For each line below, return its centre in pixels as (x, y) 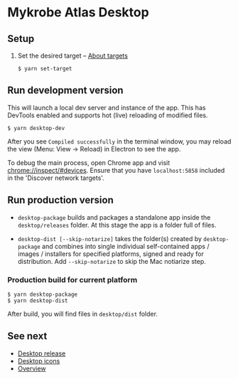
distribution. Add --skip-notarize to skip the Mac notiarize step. (112, 261)
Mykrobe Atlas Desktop (78, 12)
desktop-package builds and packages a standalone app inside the (114, 217)
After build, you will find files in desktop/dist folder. (83, 314)
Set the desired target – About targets (72, 55)
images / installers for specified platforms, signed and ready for (110, 254)
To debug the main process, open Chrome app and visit (89, 162)
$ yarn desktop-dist (38, 300)
